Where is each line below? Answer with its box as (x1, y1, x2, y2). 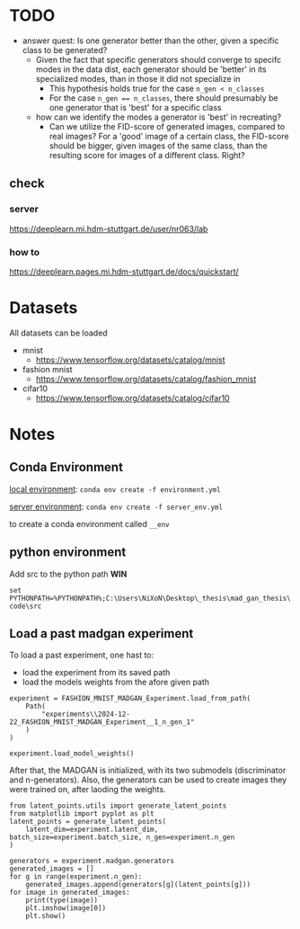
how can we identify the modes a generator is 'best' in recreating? (35, 112, 281, 122)
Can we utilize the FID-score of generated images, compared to (49, 121, 286, 131)
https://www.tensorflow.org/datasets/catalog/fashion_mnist (35, 373, 257, 384)
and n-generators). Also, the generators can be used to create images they (9, 774, 287, 785)
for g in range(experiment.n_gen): (9, 872, 143, 881)
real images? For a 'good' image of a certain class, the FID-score (49, 130, 289, 141)
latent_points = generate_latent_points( (9, 817, 167, 826)
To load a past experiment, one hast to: (9, 649, 154, 661)
